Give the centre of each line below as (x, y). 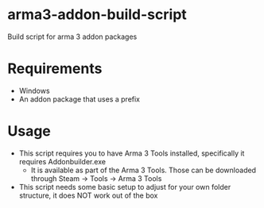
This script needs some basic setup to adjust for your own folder (125, 187)
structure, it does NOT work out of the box (88, 195)
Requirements (55, 69)
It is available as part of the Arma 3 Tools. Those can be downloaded (143, 170)
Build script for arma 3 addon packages (72, 37)
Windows (34, 91)
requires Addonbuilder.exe (62, 161)
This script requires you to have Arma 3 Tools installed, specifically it (132, 153)
